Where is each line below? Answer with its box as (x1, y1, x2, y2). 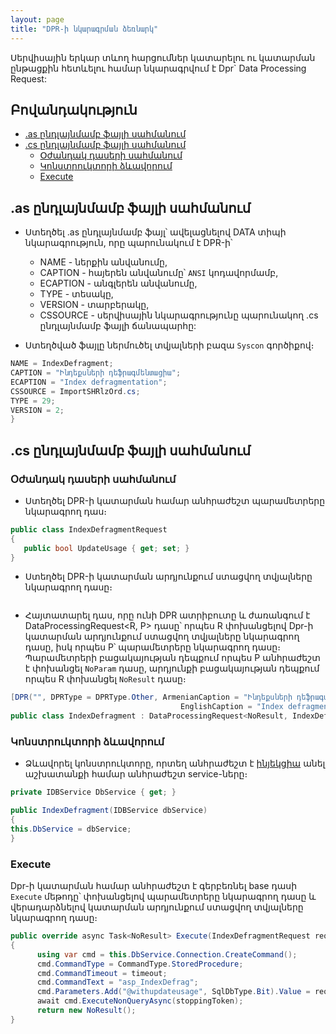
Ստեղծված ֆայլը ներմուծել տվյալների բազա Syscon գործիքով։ (24, 339, 315, 351)
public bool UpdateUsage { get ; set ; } (23, 543, 190, 553)
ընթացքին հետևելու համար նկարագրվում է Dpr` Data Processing (10, 62, 307, 74)
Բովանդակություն (10, 101, 138, 118)
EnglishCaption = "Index (180, 702, 284, 712)
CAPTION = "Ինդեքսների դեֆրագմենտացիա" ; (10, 368, 182, 378)
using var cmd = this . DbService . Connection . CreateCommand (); (36, 949, 298, 960)
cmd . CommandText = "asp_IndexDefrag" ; (36, 977, 199, 988)
